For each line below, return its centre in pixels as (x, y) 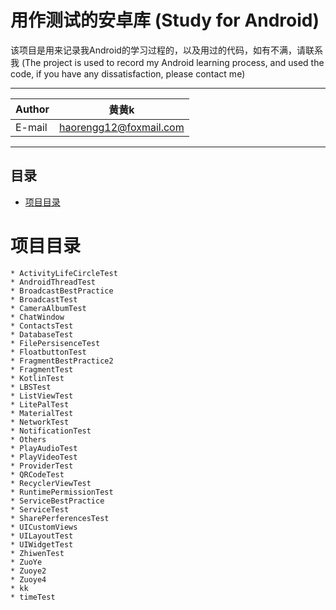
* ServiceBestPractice (57, 501)
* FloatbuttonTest (48, 352)
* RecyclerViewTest (51, 483)
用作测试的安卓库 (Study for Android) (165, 20)
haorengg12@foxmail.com (122, 127)
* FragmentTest (42, 369)
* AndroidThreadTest (53, 282)
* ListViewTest (42, 396)
